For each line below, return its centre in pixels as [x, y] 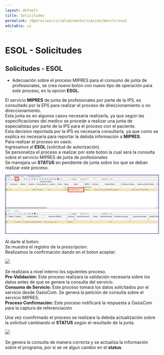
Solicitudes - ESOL [34, 68]
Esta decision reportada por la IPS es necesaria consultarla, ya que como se [82, 132]
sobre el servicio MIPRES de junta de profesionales [56, 157]
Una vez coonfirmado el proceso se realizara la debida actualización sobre [80, 317]
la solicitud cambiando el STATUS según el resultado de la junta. [70, 322]
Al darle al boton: [22, 242]
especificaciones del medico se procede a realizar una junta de [69, 121]
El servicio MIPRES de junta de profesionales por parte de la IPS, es [73, 100]
